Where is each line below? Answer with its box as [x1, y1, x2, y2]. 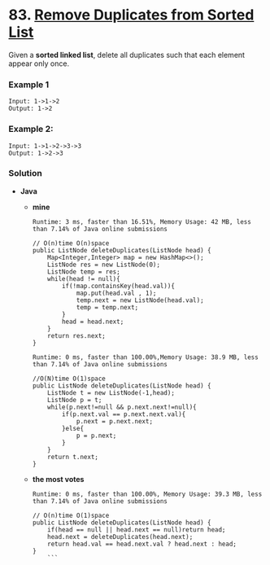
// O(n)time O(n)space [32, 239, 110, 247]
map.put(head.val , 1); [76, 289, 157, 297]
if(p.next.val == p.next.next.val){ [61, 410, 186, 418]
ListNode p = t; [47, 396, 102, 404]
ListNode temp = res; [47, 267, 120, 276]
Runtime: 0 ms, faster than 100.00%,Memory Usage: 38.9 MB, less [32, 353, 259, 361]
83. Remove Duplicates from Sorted [8, 6, 255, 24]
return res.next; [47, 331, 106, 339]
